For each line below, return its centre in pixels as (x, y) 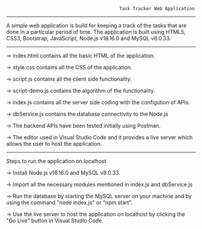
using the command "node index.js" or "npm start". (69, 202)
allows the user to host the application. (54, 144)
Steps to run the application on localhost (56, 161)
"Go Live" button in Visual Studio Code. (55, 221)
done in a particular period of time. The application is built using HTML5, (96, 32)
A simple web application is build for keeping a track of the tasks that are (96, 25)
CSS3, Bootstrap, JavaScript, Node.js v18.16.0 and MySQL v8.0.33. (89, 38)
